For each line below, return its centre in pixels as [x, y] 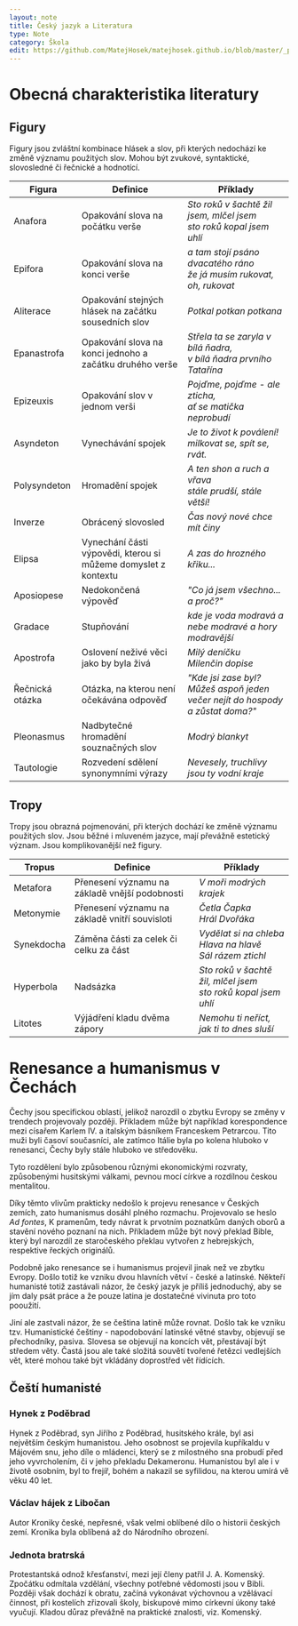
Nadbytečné [107, 725]
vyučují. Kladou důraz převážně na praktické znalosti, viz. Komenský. [135, 1612]
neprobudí [209, 418]
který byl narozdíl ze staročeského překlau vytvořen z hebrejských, [132, 1240]
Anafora [30, 221]
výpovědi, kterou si [121, 554]
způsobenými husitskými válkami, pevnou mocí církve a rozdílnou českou [143, 1176]
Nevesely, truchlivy [227, 763]
